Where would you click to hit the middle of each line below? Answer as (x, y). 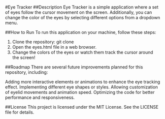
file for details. (20, 112)
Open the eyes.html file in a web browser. (54, 47)
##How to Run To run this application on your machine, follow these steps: (81, 32)
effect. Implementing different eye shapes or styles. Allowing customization (82, 87)
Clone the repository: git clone (43, 42)
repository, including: (27, 72)
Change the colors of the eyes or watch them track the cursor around (83, 52)
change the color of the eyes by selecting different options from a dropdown (82, 17)
